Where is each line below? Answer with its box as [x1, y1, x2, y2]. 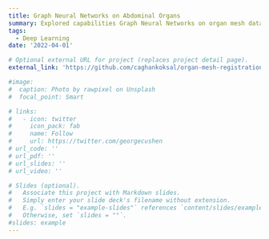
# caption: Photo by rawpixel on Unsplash [8, 85, 156, 93]
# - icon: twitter [8, 115, 78, 123]
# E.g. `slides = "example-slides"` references [8, 204, 178, 213]
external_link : [8, 63, 59, 72]
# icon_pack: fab [8, 122, 81, 131]
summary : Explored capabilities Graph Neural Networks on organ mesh [8, 19, 246, 27]
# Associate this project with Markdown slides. [8, 189, 181, 197]
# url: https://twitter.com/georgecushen [8, 137, 163, 145]
